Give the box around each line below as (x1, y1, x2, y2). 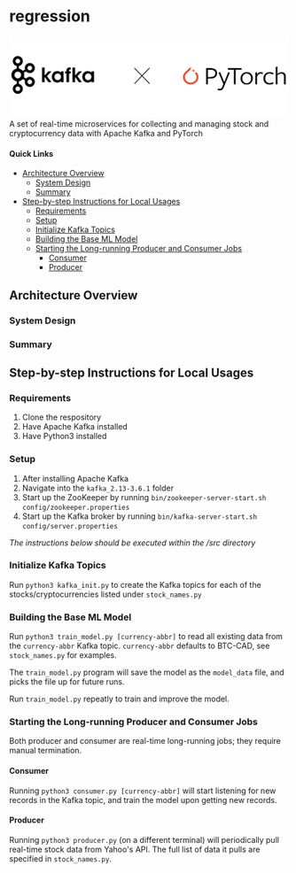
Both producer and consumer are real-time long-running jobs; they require (9, 736, 282, 746)
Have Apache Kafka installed (21, 421, 129, 432)
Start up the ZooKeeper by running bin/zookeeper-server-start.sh (21, 491, 267, 502)
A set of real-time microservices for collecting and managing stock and (9, 119, 269, 129)
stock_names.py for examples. (9, 650, 117, 661)
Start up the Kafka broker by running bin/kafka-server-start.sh (21, 511, 258, 521)
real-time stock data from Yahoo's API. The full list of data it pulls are (9, 844, 261, 854)
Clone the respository (21, 412, 102, 422)
